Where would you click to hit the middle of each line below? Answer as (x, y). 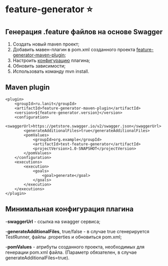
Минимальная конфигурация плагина (70, 209)
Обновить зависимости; (39, 66)
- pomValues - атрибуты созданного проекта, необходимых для (75, 247)
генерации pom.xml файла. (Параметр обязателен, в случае (71, 252)
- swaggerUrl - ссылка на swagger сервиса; (53, 221)
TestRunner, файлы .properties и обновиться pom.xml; (64, 237)
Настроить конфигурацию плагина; (51, 60)
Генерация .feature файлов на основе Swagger (84, 32)
